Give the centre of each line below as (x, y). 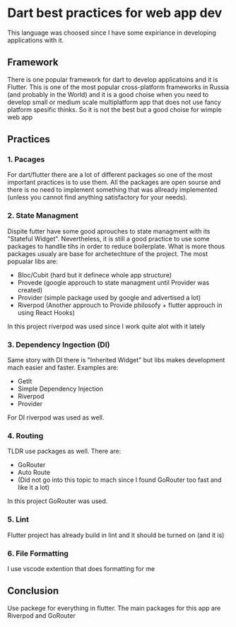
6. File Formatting (38, 553)
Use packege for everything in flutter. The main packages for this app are (114, 608)
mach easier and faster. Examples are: (63, 368)
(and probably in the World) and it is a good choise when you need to (108, 94)
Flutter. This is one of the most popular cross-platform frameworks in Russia (118, 87)
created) (30, 290)
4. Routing (25, 435)
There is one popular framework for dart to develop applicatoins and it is (113, 79)
